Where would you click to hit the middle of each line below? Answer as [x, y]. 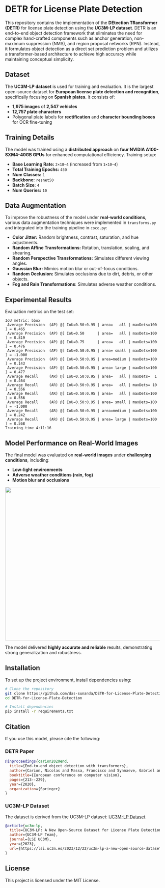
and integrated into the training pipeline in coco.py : [56, 228]
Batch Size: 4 [26, 185]
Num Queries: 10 [29, 190]
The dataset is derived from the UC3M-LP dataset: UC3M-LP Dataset [75, 817]
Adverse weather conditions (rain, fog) [53, 475]
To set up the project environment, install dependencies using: [68, 680]
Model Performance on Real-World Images [72, 443]
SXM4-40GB [19, 154]
